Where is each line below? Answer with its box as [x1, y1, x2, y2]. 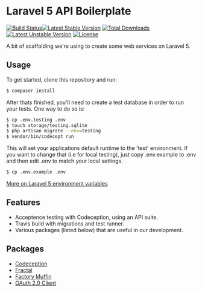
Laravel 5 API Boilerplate [6, 4, 131, 18]
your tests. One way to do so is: [6, 105, 85, 112]
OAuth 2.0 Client [14, 279, 56, 287]
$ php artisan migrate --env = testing [6, 128, 101, 134]
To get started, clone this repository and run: [6, 76, 118, 83]
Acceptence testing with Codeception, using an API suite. [14, 213, 159, 221]
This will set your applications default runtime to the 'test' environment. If [6, 144, 188, 152]
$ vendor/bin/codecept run [6, 134, 74, 140]
